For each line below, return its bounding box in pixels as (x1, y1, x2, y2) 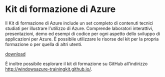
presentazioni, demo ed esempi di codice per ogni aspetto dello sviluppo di (5, 30, 160, 36)
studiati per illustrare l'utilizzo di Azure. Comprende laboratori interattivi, (5, 25, 153, 31)
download (5, 51, 26, 57)
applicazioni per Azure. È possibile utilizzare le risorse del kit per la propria (5, 36, 159, 42)
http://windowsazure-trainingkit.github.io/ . (5, 66, 92, 72)
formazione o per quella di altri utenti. (5, 41, 82, 47)
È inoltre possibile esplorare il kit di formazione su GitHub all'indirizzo (5, 60, 148, 66)
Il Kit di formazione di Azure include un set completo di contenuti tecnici (5, 20, 153, 26)
